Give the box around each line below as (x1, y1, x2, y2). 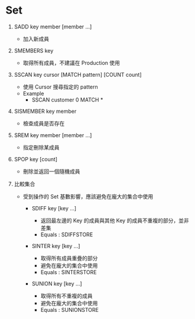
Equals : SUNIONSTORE (40, 306, 99, 313)
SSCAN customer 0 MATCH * (31, 96, 103, 103)
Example (22, 90, 44, 97)
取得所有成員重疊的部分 (40, 255, 98, 262)
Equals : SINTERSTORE (40, 268, 97, 275)
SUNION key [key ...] (31, 280, 82, 287)
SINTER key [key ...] (31, 242, 80, 249)
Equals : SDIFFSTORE (40, 231, 93, 238)
